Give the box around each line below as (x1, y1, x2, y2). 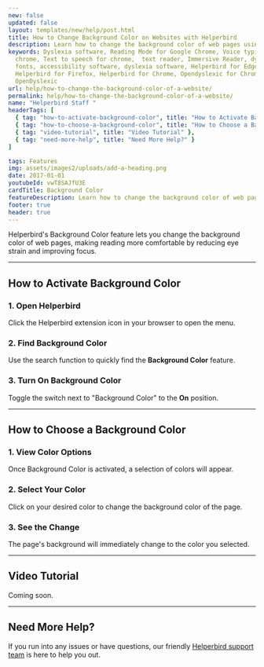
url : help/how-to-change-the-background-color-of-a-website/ (8, 84, 213, 93)
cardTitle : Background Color (8, 186, 104, 194)
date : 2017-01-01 (8, 172, 65, 180)
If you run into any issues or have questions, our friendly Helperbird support (8, 641, 254, 651)
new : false (8, 11, 44, 20)
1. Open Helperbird (8, 300, 81, 311)
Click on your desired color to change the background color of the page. (8, 502, 243, 511)
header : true (8, 208, 51, 216)
